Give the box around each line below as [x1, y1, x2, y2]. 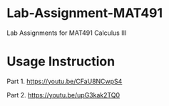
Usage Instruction [6, 53, 116, 70]
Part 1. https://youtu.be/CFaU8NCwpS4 [6, 77, 123, 85]
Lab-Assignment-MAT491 [6, 5, 163, 21]
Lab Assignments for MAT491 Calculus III [6, 28, 127, 37]
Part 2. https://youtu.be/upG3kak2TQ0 [6, 90, 121, 99]
